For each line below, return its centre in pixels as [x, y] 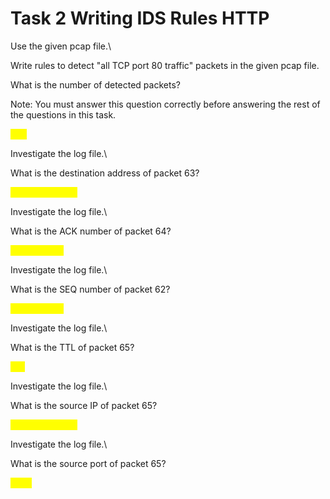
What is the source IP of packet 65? [84, 405]
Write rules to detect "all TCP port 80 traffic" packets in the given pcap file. [165, 65]
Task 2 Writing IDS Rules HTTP [140, 18]
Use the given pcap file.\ [61, 46]
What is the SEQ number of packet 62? [90, 289]
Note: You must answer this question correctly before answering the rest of [165, 104]
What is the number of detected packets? [95, 84]
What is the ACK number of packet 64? [91, 231]
